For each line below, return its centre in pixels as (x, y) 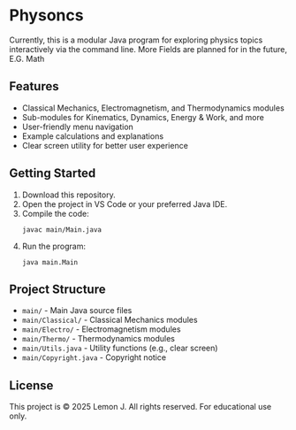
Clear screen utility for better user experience (105, 145)
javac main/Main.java (61, 230)
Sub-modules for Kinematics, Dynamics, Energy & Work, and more (143, 117)
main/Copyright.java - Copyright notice (94, 357)
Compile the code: (56, 213)
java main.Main (50, 262)
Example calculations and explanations (93, 136)
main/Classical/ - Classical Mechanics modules (110, 320)
